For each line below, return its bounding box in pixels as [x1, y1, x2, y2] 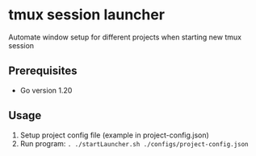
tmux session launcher [8, 6, 166, 24]
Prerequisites [8, 64, 78, 78]
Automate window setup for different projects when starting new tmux [8, 32, 242, 42]
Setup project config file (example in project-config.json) [19, 130, 210, 140]
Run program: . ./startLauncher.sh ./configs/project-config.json [19, 138, 249, 148]
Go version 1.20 [19, 85, 73, 95]
